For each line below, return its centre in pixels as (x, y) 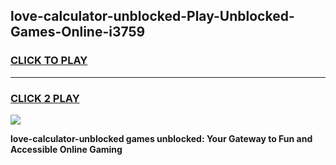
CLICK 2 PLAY (45, 98)
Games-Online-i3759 (78, 32)
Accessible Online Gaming (66, 149)
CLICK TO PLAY (49, 61)
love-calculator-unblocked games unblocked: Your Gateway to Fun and (161, 138)
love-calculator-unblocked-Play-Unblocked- (152, 16)
